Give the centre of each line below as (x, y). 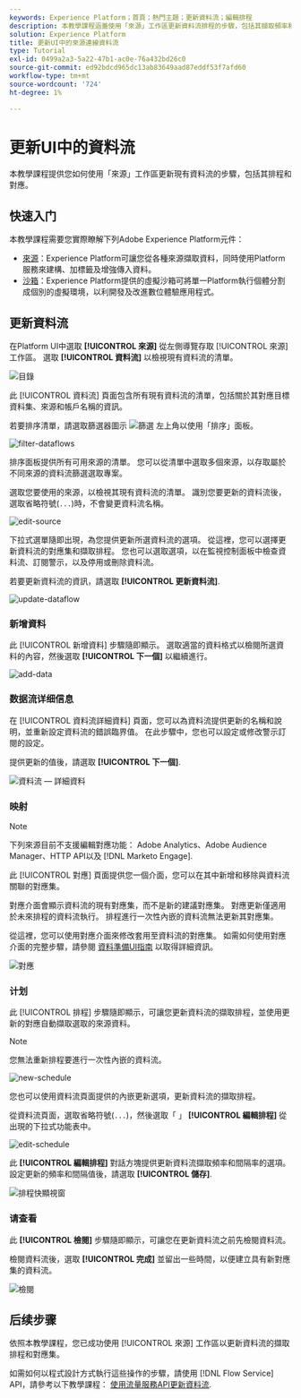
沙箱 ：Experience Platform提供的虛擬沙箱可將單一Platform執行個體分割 (154, 281)
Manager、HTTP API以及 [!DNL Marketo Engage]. (101, 855)
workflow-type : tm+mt (50, 76)
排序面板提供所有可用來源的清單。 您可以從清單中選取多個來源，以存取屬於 (148, 462)
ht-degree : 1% (36, 92)
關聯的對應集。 (37, 886)
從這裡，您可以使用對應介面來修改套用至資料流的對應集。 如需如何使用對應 (148, 935)
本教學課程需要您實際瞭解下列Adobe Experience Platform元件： (127, 239)
